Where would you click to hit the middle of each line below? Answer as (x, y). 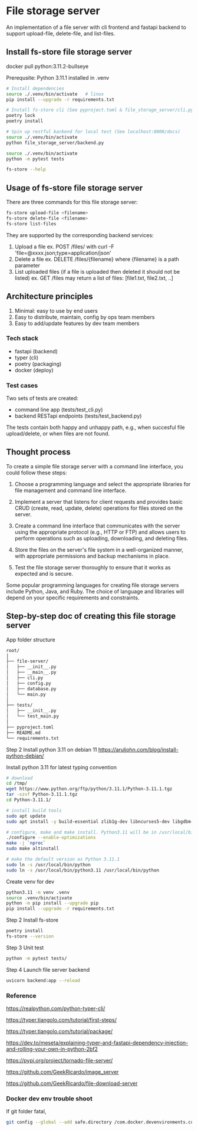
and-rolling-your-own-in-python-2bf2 (52, 1049)
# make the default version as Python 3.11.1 (63, 860)
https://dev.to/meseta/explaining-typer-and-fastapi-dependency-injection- (97, 1043)
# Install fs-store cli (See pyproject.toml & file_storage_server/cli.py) (101, 110)
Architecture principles (49, 296)
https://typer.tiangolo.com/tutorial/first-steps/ (61, 1020)
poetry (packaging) (38, 363)
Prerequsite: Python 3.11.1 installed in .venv (58, 77)
